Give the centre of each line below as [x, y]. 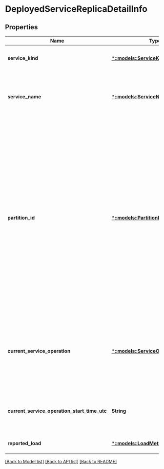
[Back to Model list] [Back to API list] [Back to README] [61, 461]
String [119, 411]
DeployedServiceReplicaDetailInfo [76, 9]
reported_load [24, 443]
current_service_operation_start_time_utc [57, 411]
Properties [21, 27]
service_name [24, 97]
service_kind [23, 58]
